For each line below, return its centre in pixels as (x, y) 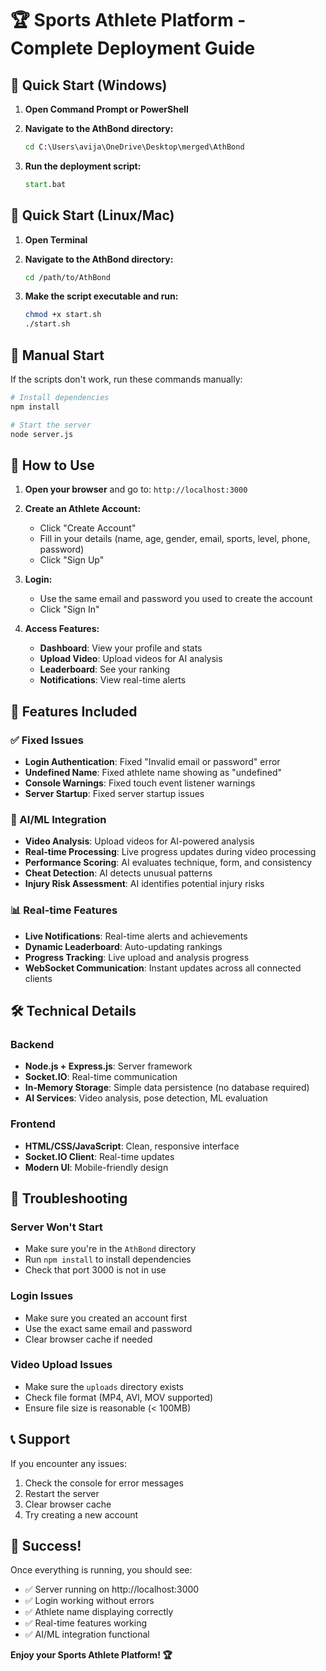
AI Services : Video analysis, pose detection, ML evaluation (146, 1098)
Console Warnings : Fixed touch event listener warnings (140, 783)
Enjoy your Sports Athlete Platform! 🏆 (91, 1655)
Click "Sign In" (69, 609)
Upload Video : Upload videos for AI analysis (131, 659)
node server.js (42, 434)
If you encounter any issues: (69, 1463)
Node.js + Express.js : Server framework (108, 1066)
